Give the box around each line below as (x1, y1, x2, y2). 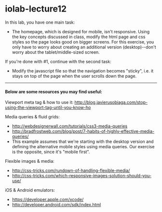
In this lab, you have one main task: (5, 19, 75, 25)
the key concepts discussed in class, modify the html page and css (12, 34, 146, 40)
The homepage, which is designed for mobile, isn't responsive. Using (12, 28, 150, 34)
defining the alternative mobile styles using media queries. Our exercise (12, 144, 155, 150)
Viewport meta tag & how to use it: (5, 99, 74, 105)
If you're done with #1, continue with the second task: (5, 58, 112, 64)
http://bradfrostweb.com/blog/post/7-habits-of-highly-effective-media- (12, 128, 155, 134)
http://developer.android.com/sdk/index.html (12, 202, 101, 208)
